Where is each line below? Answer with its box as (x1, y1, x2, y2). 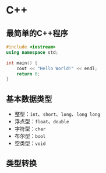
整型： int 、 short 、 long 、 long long (14, 110, 101, 117)
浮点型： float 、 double (14, 118, 69, 125)
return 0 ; (16, 71, 41, 77)
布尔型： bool (14, 133, 46, 140)
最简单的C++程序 (6, 28, 69, 38)
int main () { (6, 60, 38, 66)
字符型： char (14, 125, 46, 132)
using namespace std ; (6, 49, 59, 56)
